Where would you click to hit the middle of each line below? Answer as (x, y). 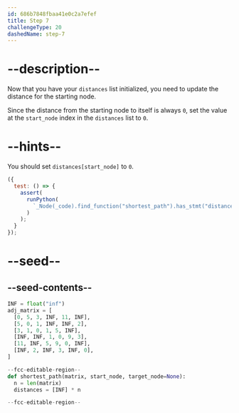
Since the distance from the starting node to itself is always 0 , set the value (117, 111)
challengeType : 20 (34, 27)
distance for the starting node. (52, 96)
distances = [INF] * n (47, 389)
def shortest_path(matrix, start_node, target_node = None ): (97, 376)
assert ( (31, 193)
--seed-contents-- (50, 287)
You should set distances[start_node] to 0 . (70, 167)
